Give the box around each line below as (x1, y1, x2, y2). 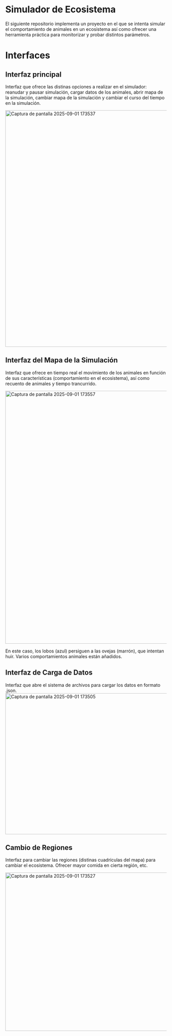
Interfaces (5, 50, 50, 61)
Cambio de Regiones (5, 843, 73, 852)
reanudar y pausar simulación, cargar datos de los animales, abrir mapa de (5, 89, 163, 95)
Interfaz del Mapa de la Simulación (5, 356, 118, 365)
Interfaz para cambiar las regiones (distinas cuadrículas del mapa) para (5, 857, 156, 863)
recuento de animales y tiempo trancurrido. (5, 380, 97, 387)
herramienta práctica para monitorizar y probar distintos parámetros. (5, 31, 150, 38)
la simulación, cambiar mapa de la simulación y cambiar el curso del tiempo (5, 94, 165, 101)
